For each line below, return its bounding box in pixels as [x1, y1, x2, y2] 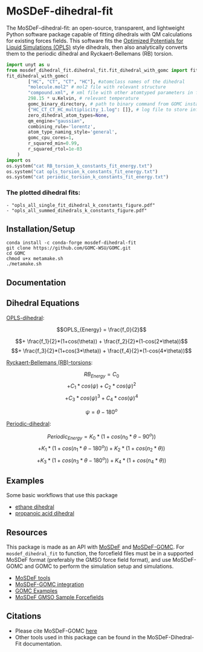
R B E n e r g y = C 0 [83, 370, 120, 379]
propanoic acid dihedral [14, 510, 74, 517]
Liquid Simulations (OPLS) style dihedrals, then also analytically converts [6, 44, 188, 51]
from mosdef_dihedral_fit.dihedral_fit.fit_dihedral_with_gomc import [6, 67, 188, 73]
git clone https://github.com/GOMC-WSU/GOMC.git [6, 245, 131, 252]
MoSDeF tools [14, 574, 51, 581]
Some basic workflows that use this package [6, 492, 118, 499]
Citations [6, 611, 42, 621]
